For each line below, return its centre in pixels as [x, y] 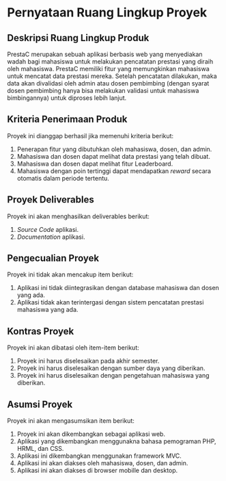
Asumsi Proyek [40, 404]
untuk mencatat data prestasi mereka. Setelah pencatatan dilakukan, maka [112, 76]
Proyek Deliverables [51, 200]
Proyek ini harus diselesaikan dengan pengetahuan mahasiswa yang [113, 376]
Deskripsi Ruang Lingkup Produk [78, 38]
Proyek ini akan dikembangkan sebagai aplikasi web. [91, 434]
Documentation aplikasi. [51, 237]
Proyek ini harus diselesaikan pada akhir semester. [88, 361]
